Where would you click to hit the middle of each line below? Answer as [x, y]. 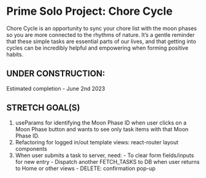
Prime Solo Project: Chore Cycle [90, 11]
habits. [15, 54]
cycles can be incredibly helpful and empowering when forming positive [97, 48]
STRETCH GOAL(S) [43, 108]
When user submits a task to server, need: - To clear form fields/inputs [105, 155]
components [31, 149]
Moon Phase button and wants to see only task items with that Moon [102, 129]
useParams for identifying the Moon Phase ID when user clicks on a [101, 122]
